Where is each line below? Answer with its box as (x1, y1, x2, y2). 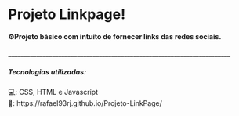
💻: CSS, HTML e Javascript (8, 88, 99, 97)
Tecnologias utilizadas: (8, 67, 87, 76)
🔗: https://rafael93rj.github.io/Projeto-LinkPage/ (8, 99, 163, 108)
